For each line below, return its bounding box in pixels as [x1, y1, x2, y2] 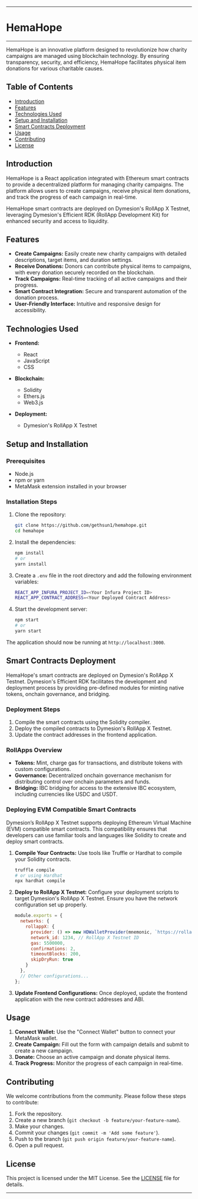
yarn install [14, 561, 47, 567]
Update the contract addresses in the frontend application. [14, 731, 157, 738]
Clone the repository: [14, 511, 67, 518]
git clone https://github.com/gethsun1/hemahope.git [14, 523, 147, 529]
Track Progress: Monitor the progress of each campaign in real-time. [14, 1059, 183, 1067]
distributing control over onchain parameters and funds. [14, 778, 151, 785]
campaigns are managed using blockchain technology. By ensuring [6, 52, 170, 59]
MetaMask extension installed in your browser [14, 482, 127, 490]
